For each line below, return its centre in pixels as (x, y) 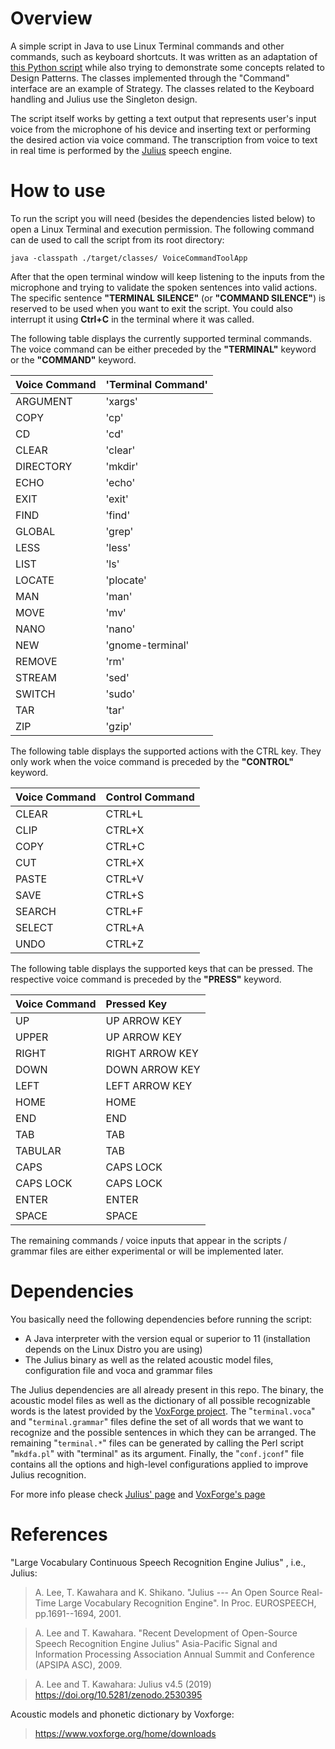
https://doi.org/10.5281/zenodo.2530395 (118, 1694)
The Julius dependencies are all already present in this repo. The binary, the (167, 1389)
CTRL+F (124, 911)
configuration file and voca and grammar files (118, 1370)
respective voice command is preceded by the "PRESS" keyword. (146, 979)
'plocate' (126, 580)
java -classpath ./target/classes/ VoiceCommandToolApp (129, 258)
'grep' (119, 531)
